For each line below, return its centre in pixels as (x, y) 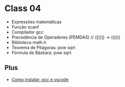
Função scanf (25, 27)
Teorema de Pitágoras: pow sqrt (43, 47)
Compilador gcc (28, 32)
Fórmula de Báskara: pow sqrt (41, 52)
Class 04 (23, 8)
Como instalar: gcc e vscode (40, 79)
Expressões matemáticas (36, 22)
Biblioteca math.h (29, 42)
